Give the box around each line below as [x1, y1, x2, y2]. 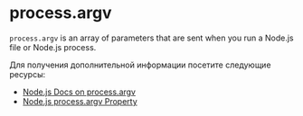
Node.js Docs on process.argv [22, 86, 136, 97]
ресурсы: [9, 68, 46, 79]
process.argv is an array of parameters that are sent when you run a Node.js [9, 32, 294, 43]
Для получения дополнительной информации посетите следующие [9, 59, 271, 70]
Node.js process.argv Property [22, 95, 137, 106]
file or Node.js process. [9, 41, 97, 52]
